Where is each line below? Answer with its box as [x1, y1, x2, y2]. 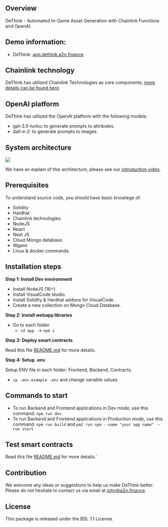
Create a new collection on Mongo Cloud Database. [12, 302, 121, 308]
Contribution [5, 468, 47, 477]
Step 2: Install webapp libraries [5, 312, 73, 318]
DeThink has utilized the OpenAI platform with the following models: [5, 113, 148, 119]
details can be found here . [5, 85, 61, 91]
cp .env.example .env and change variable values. [12, 376, 119, 382]
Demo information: [5, 38, 66, 46]
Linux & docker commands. [12, 247, 70, 254]
